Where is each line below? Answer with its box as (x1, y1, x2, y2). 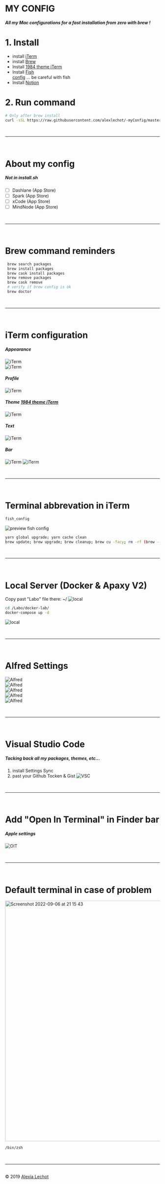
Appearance (5, 346, 31, 352)
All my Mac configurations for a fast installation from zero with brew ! (5, 19, 151, 25)
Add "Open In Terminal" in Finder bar (5, 814, 160, 825)
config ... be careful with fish (12, 74, 71, 80)
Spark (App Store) (12, 193, 49, 199)
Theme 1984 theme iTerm (5, 399, 59, 405)
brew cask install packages (7, 271, 65, 276)
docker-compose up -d (5, 611, 50, 615)
